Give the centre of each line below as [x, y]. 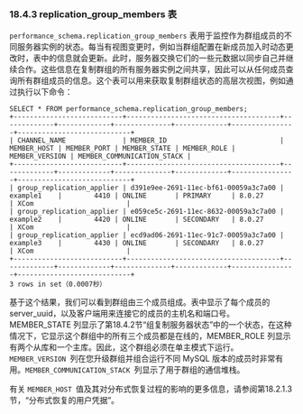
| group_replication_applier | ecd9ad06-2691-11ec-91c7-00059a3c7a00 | [147, 235]
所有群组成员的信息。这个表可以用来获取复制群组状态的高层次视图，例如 [151, 81]
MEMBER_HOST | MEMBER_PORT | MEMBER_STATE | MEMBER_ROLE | [123, 149]
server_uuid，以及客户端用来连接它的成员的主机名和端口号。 [122, 314]
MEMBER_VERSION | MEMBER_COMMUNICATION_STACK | [101, 156]
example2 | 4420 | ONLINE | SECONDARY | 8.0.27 [137, 220]
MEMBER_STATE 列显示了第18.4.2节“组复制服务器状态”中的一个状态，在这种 [151, 325]
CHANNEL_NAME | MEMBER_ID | [151, 141]
